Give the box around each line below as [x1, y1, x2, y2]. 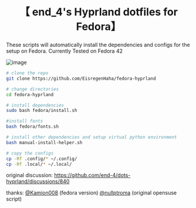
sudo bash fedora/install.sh [6, 108, 77, 114]
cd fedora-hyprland [6, 91, 54, 97]
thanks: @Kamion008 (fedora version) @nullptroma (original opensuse [6, 189, 177, 196]
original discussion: [6, 172, 53, 179]
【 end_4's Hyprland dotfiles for [19, 5, 178, 19]
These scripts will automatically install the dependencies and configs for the [6, 42, 190, 49]
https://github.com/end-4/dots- [54, 172, 131, 179]
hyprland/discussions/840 [6, 178, 70, 185]
